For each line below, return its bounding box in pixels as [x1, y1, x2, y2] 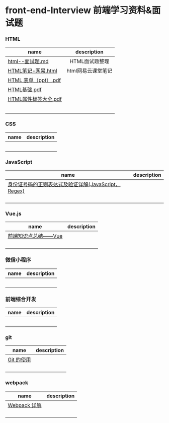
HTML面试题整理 [69, 58, 110, 65]
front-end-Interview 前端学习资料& [5, 5, 152, 16]
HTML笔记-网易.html [8, 67, 57, 75]
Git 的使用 [8, 356, 31, 363]
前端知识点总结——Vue [8, 233, 63, 240]
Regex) [8, 187, 25, 194]
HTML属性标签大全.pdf [8, 96, 62, 103]
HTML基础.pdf [8, 86, 42, 93]
